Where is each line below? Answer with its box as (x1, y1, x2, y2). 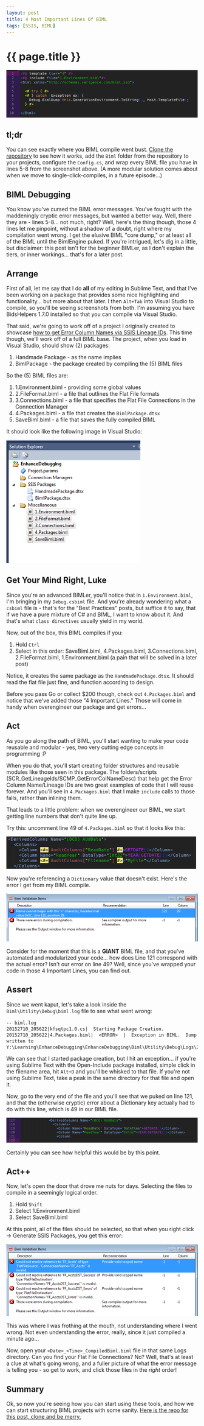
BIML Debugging (6, 189, 71, 200)
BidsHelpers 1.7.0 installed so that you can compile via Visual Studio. (6, 311, 177, 318)
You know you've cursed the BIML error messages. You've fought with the (6, 206, 192, 213)
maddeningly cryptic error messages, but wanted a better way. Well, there (6, 212, 192, 219)
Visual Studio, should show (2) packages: (6, 342, 110, 349)
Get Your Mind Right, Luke (6, 575, 107, 586)
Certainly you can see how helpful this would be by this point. (6, 1148, 161, 1156)
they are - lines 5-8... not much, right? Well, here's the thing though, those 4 (6, 219, 197, 226)
